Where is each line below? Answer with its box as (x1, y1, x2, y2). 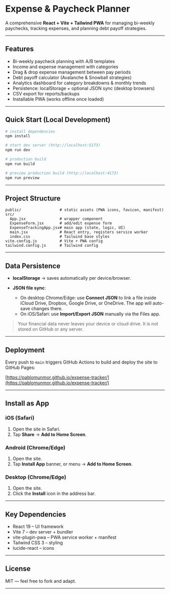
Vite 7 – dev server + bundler (12, 529, 73, 535)
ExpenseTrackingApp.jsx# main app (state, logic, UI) (10, 225, 125, 230)
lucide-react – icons (12, 545, 55, 551)
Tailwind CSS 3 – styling (12, 540, 63, 546)
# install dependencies (5, 129, 56, 134)
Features (5, 45, 34, 53)
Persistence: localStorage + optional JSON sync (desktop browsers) (12, 85, 155, 91)
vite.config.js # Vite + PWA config (5, 239, 103, 244)
